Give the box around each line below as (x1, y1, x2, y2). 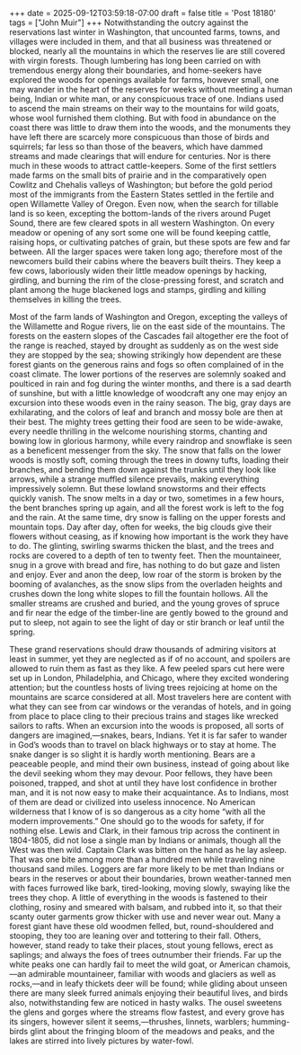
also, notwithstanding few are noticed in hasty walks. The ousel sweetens (9, 997, 283, 1007)
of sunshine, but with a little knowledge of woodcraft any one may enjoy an (9, 388, 288, 398)
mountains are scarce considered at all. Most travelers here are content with (9, 692, 292, 702)
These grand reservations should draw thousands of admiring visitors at (9, 644, 277, 654)
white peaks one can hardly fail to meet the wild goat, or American (9, 959, 255, 970)
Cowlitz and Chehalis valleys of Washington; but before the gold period (9, 180, 273, 190)
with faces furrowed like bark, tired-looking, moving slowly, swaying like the (9, 882, 290, 893)
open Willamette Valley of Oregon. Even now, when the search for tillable (9, 199, 279, 209)
